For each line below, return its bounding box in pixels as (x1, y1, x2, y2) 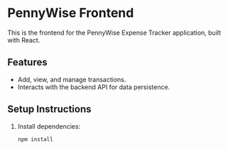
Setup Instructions (7, 103, 92, 115)
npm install (17, 136, 53, 143)
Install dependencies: (17, 122, 81, 130)
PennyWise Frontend (7, 5, 134, 21)
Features (7, 57, 48, 69)
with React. (7, 35, 40, 44)
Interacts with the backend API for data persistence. (17, 83, 170, 91)
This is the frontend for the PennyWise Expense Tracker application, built (7, 28, 222, 37)
